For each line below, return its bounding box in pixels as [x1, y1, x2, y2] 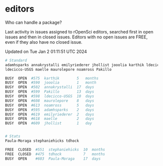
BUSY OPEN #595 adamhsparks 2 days [5, 107, 95, 112]
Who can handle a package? [5, 19, 62, 25]
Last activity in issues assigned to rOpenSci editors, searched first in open [5, 29, 154, 34]
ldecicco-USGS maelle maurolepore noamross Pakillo [5, 67, 112, 72]
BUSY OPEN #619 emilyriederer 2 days [5, 112, 95, 117]
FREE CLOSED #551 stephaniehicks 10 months [5, 147, 105, 152]
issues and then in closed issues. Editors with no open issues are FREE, [5, 34, 148, 40]
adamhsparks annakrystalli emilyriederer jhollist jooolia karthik [5, 62, 145, 67]
